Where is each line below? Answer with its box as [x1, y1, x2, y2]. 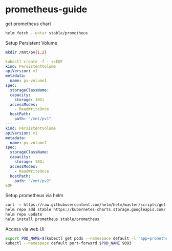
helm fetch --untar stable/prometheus [5, 30, 88, 35]
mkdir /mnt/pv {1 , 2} [5, 50, 47, 55]
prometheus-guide [5, 4, 88, 15]
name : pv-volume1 [10, 78, 47, 83]
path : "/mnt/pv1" [14, 117, 52, 122]
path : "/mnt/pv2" [14, 178, 52, 183]
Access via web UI [5, 226, 45, 232]
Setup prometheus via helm [5, 192, 63, 199]
